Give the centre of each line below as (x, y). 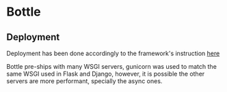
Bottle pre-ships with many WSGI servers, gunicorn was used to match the (111, 66)
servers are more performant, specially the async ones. (84, 81)
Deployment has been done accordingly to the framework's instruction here (113, 53)
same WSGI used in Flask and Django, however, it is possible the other (106, 74)
